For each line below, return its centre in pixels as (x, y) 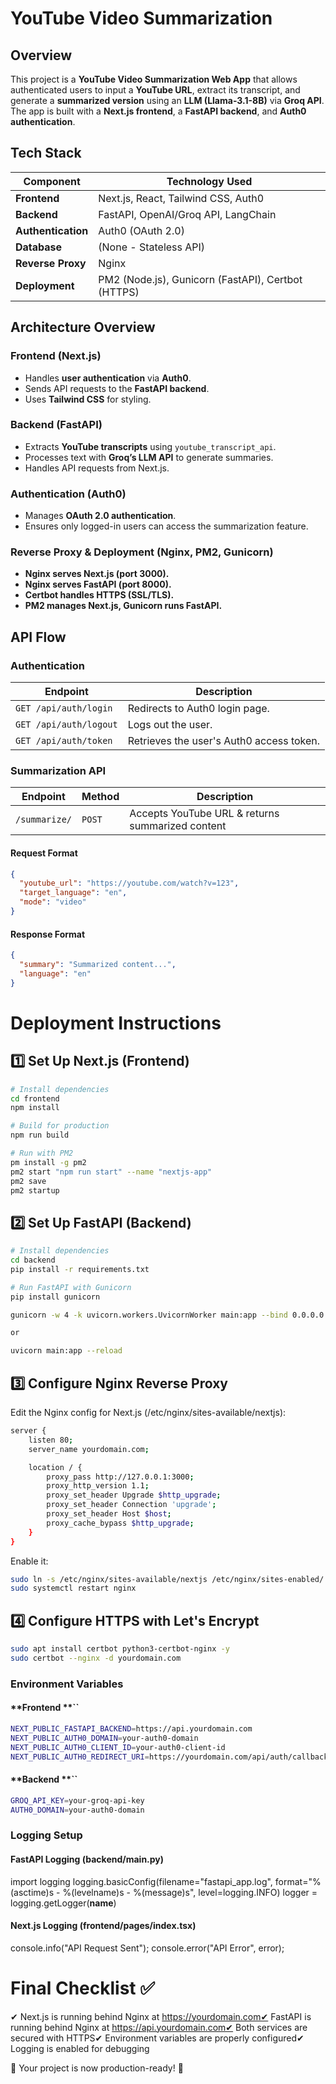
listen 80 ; (51, 1440)
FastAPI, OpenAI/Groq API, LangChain (187, 214)
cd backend (33, 1260)
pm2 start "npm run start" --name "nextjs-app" (111, 1172)
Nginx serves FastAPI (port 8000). (98, 584)
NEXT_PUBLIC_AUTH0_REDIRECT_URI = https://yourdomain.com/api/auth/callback (169, 1757)
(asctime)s (32, 1892)
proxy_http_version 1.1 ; (98, 1486)
